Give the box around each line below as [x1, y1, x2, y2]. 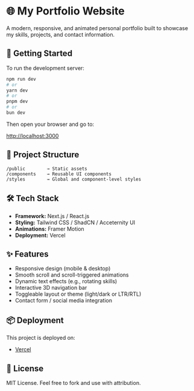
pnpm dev [6, 98, 28, 105]
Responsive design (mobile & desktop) [14, 265, 111, 272]
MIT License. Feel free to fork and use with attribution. [6, 379, 141, 386]
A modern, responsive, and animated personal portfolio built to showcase [6, 24, 189, 31]
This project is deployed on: [6, 334, 75, 342]
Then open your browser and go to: [6, 120, 95, 128]
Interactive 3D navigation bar [14, 284, 87, 292]
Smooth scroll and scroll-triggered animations [14, 271, 129, 278]
